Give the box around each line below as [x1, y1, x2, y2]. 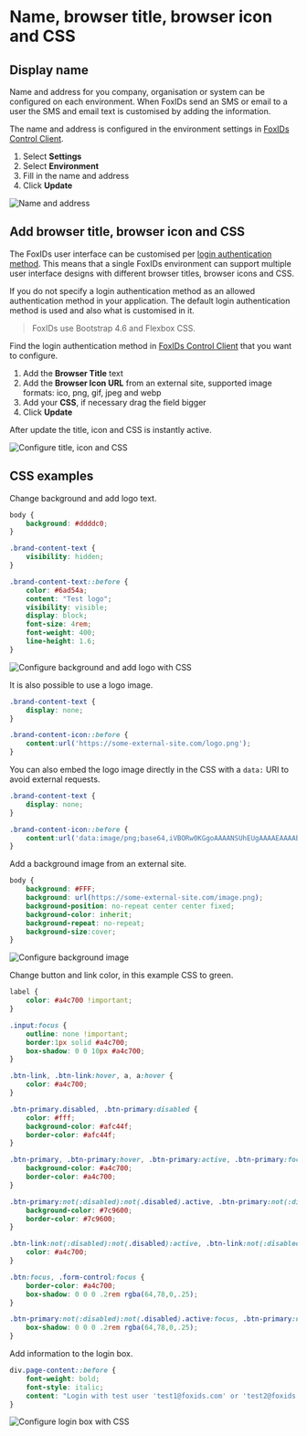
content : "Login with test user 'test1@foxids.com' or [26, 1391, 239, 1400]
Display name [9, 62, 89, 78]
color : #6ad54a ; [26, 586, 89, 595]
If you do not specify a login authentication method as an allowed [9, 285, 256, 296]
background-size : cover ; [26, 927, 117, 936]
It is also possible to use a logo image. [9, 679, 153, 691]
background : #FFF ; [26, 884, 96, 894]
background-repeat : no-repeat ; [26, 918, 145, 928]
